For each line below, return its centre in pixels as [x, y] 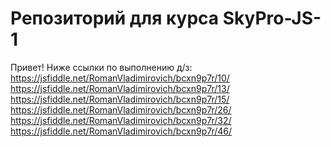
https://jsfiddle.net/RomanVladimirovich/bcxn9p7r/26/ [121, 109]
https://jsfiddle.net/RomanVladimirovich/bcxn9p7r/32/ [121, 120]
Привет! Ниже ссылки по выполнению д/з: [101, 67]
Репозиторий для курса [115, 18]
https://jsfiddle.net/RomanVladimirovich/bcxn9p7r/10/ [120, 78]
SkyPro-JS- [272, 18]
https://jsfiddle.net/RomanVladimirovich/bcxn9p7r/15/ [120, 99]
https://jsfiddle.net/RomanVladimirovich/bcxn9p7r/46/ [121, 131]
